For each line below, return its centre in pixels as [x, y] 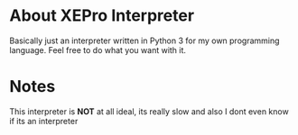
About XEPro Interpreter [102, 16]
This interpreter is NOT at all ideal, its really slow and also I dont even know [149, 111]
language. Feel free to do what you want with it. [98, 49]
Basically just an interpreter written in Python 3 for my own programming [144, 40]
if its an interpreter [44, 121]
